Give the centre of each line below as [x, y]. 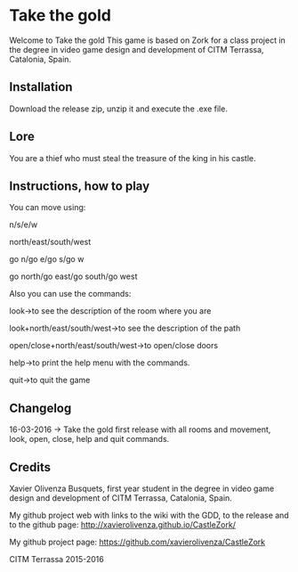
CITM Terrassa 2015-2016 [56, 559]
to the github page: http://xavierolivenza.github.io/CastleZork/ [122, 525]
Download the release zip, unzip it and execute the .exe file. [119, 109]
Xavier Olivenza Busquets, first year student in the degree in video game [142, 488]
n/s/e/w [24, 225]
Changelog [40, 408]
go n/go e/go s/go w [47, 259]
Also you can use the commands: [70, 294]
